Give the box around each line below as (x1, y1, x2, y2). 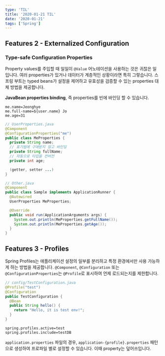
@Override (9, 208, 30, 213)
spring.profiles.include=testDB (5, 330, 71, 335)
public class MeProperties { (5, 135, 65, 140)
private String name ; (9, 140, 54, 145)
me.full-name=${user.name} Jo (5, 109, 67, 114)
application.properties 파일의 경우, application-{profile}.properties (5, 339, 149, 345)
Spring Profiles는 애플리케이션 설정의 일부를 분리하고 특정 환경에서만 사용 (5, 258, 147, 264)
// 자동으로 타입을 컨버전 (9, 154, 55, 159)
